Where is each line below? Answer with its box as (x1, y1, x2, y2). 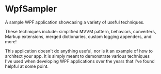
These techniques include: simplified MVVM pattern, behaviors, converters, (5, 28, 156, 34)
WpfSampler (5, 3, 57, 14)
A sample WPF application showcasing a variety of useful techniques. (5, 19, 145, 25)
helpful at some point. (5, 63, 48, 69)
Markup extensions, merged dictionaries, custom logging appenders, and (5, 34, 152, 39)
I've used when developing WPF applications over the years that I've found (5, 58, 155, 64)
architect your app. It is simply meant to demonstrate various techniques (5, 53, 150, 59)
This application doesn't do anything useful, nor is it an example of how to (5, 48, 153, 54)
